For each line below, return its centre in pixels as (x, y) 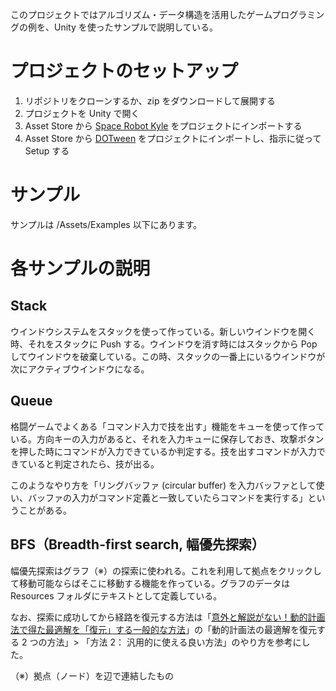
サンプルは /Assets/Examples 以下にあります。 (106, 224)
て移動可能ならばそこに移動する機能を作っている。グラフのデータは (150, 583)
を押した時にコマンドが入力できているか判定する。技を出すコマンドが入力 (163, 451)
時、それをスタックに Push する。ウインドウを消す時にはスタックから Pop (164, 344)
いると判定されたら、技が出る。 (93, 464)
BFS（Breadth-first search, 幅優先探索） (137, 544)
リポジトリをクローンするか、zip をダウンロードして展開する (150, 100)
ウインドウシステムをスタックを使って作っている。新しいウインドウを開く (163, 331)
